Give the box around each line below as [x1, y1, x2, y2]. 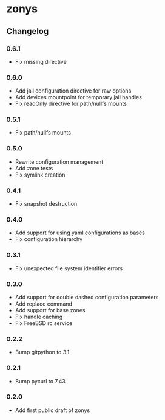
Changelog [6, 26, 49, 37]
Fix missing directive [15, 58, 67, 65]
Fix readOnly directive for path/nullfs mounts [15, 100, 127, 108]
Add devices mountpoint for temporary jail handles [15, 94, 143, 101]
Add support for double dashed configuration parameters [15, 293, 159, 301]
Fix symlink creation [15, 171, 66, 178]
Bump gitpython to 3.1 [15, 349, 70, 356]
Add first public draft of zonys [15, 407, 90, 414]
